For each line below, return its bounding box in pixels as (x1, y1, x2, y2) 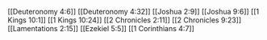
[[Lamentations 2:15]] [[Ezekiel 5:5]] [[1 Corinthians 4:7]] (7, 24, 195, 33)
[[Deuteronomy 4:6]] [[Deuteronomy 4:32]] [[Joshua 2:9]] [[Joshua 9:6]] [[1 (7, 7, 260, 16)
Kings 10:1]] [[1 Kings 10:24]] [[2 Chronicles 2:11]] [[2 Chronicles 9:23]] (7, 15, 242, 25)
